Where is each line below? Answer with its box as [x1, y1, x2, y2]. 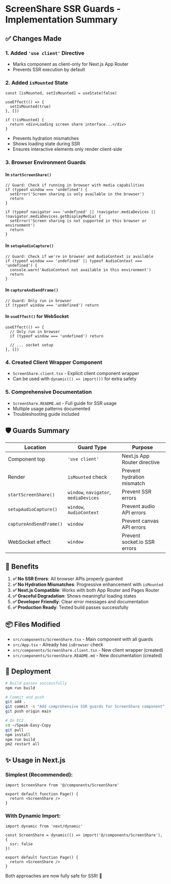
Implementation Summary [5, 14, 118, 25]
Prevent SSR [122, 488, 152, 495]
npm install [5, 732, 31, 737]
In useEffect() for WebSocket [5, 313, 69, 319]
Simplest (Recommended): [5, 771, 73, 778]
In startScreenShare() [5, 171, 52, 177]
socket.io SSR [122, 539, 155, 546]
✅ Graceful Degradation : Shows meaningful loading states [12, 593, 136, 599]
